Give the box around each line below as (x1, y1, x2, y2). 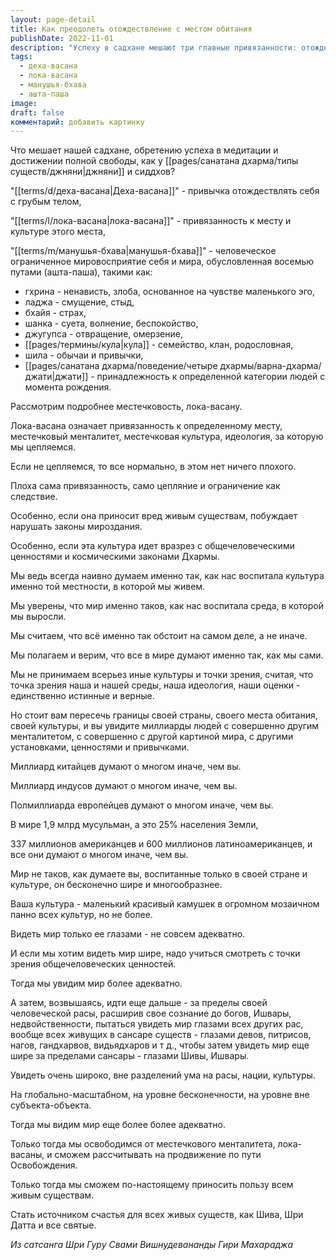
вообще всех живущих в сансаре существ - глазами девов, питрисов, (10, 1029, 312, 1041)
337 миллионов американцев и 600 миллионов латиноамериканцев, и (10, 838, 313, 850)
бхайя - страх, (24, 307, 87, 319)
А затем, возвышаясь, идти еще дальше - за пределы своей (10, 997, 268, 1009)
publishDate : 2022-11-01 (10, 33, 114, 43)
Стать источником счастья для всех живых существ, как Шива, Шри (10, 1209, 304, 1221)
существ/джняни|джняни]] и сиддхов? (10, 166, 176, 178)
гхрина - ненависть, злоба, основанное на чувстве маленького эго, (24, 286, 316, 298)
